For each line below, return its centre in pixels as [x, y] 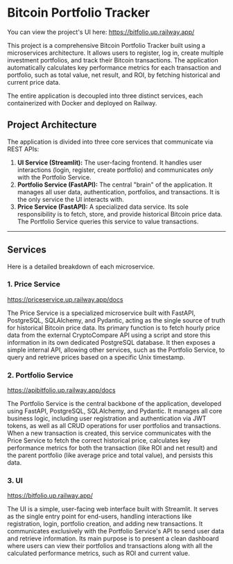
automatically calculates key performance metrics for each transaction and [114, 67]
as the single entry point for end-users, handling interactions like [100, 516]
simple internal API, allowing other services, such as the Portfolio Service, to [116, 350]
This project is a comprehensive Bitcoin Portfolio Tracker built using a [106, 45]
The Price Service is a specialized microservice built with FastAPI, [101, 313]
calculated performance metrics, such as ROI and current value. [98, 554]
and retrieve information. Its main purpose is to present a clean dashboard [113, 538]
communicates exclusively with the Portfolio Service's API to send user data [116, 531]
